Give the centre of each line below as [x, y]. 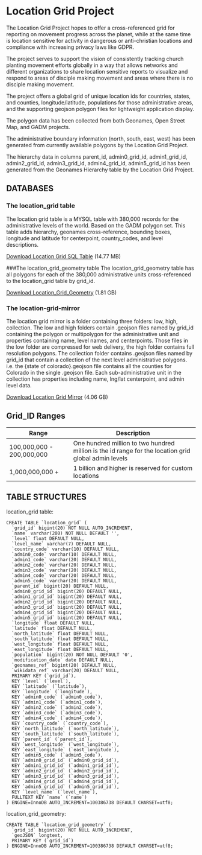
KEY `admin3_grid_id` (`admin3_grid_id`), [66, 776]
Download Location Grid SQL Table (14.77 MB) [64, 256]
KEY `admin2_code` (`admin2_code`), [57, 707]
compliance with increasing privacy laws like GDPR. [70, 47]
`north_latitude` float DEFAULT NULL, [60, 634]
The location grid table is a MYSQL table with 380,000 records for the [93, 219]
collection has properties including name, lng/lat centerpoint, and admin [95, 379]
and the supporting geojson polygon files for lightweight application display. [100, 109]
